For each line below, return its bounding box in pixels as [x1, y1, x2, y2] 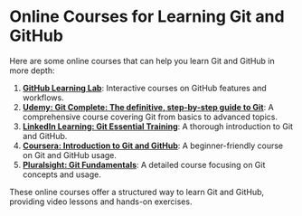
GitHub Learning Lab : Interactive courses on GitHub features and [22, 82, 267, 93]
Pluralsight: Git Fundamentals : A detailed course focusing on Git [22, 159, 266, 170]
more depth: [9, 65, 55, 76]
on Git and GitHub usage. [22, 149, 118, 160]
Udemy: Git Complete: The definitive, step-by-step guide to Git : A [22, 101, 274, 112]
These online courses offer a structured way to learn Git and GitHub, [9, 186, 265, 197]
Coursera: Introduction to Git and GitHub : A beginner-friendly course [22, 140, 283, 151]
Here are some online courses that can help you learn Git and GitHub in [9, 55, 275, 66]
